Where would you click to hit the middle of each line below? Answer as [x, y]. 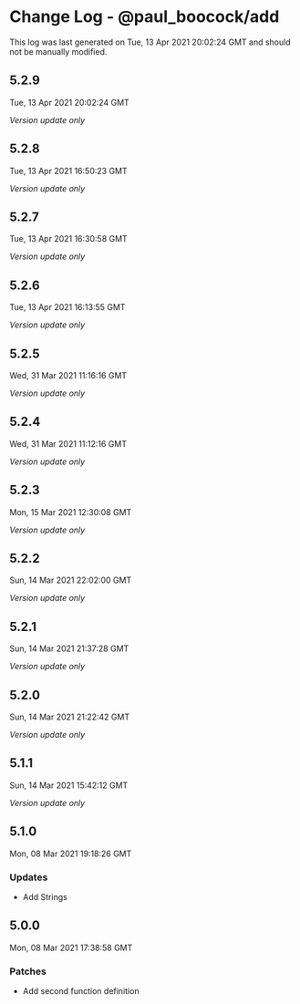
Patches [28, 971]
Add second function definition [81, 991]
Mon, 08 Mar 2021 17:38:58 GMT [71, 947]
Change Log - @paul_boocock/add [145, 17]
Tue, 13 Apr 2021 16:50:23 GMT [68, 171]
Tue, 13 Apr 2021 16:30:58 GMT [68, 239]
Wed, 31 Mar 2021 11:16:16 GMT [68, 375]
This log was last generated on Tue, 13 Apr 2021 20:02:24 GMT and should [150, 42]
